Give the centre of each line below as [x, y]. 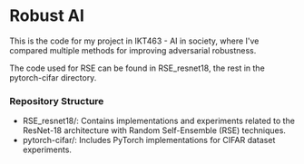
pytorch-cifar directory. [53, 77]
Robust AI [47, 16]
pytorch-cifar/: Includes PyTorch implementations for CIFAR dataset [149, 140]
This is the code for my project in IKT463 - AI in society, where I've [134, 41]
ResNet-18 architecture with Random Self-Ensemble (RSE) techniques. [154, 130]
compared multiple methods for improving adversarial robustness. [133, 50]
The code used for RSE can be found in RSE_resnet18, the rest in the [137, 68]
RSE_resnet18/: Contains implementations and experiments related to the [158, 121]
